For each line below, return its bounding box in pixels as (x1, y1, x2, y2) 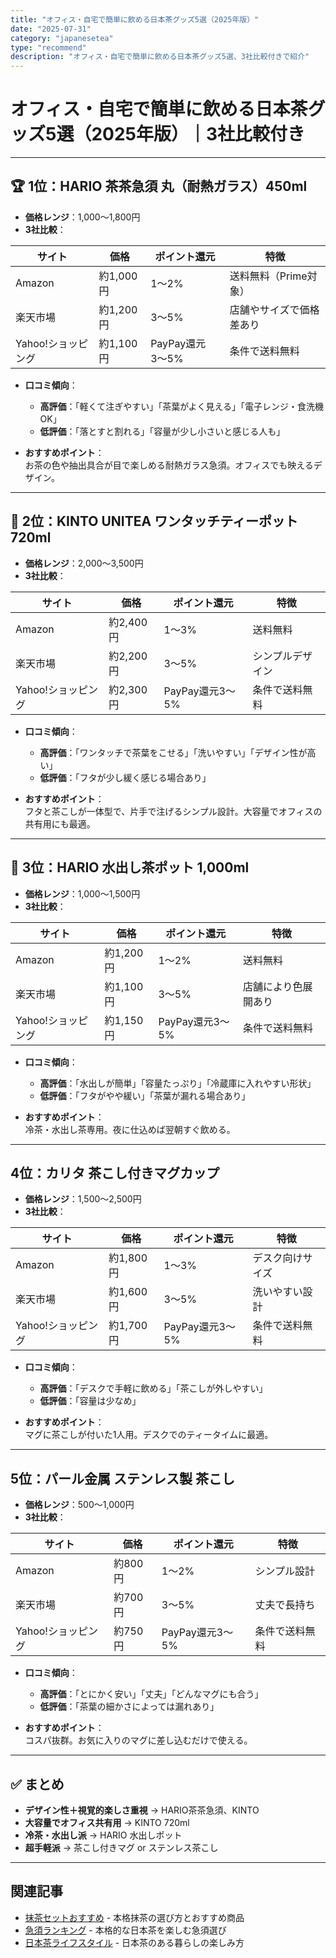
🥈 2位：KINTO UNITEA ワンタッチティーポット (10, 513, 298, 530)
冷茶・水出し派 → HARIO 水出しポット (24, 1829, 183, 1841)
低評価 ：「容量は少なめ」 (39, 1395, 142, 1407)
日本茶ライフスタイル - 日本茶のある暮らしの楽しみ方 (24, 1936, 245, 1948)
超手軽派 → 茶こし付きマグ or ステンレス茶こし (24, 1841, 219, 1853)
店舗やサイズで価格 (229, 302, 320, 316)
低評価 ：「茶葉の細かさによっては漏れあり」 (39, 1701, 220, 1713)
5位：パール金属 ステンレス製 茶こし (10, 1470, 236, 1487)
